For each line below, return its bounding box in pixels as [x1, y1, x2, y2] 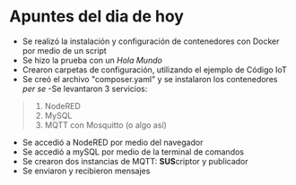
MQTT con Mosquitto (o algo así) [44, 119, 168, 130]
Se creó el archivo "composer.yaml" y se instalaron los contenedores [22, 73, 278, 84]
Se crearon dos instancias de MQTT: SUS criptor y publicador [22, 156, 248, 166]
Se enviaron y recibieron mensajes [22, 165, 151, 176]
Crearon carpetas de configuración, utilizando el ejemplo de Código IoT [22, 64, 287, 75]
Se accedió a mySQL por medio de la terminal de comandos [22, 146, 245, 157]
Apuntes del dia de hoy [9, 6, 184, 27]
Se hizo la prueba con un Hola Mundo [22, 55, 163, 65]
